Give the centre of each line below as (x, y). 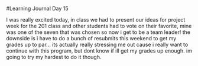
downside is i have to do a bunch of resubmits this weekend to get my (91, 38)
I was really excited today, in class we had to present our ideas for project (96, 20)
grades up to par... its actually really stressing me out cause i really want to (97, 44)
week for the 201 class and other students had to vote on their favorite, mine (99, 26)
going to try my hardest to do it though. (54, 57)
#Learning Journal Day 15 (38, 8)
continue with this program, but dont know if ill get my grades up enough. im (99, 51)
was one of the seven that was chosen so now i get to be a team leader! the (98, 32)
